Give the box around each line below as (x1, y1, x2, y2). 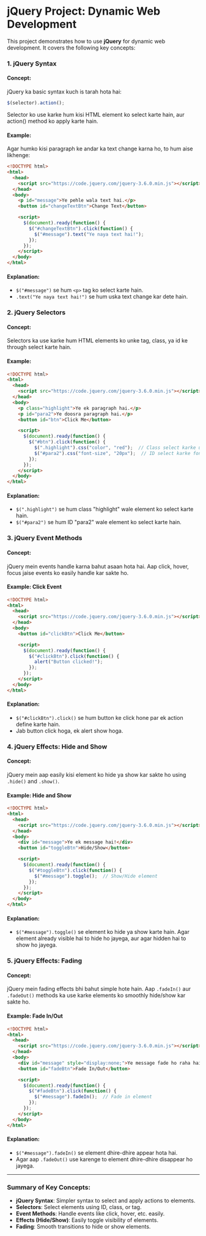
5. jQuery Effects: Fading (7, 957, 83, 965)
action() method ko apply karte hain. (7, 117, 98, 125)
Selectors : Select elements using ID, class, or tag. (15, 1204, 142, 1211)
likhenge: (7, 152, 30, 159)
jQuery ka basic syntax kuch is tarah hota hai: (7, 88, 122, 95)
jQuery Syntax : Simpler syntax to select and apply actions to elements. (15, 1197, 196, 1204)
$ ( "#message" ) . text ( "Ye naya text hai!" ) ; (34, 231, 144, 237)
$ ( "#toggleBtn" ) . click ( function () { (29, 867, 122, 873)
